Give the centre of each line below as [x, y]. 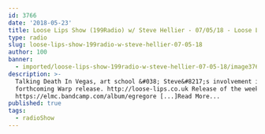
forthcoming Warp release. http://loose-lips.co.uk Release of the [129, 89]
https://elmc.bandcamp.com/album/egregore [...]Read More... [118, 96]
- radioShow [35, 118]
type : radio [28, 37]
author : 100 [28, 52]
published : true [35, 103]
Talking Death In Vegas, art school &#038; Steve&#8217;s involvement [134, 81]
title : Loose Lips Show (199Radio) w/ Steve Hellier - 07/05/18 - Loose [130, 30]
